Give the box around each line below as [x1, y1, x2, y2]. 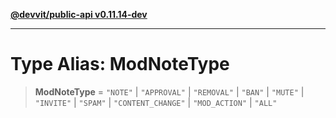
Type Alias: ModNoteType [10, 53, 230, 76]
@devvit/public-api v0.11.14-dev [10, 9, 148, 20]
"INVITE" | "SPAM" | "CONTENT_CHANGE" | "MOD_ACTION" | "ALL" [34, 96, 278, 108]
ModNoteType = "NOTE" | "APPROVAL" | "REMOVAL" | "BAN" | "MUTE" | [34, 85, 305, 98]
